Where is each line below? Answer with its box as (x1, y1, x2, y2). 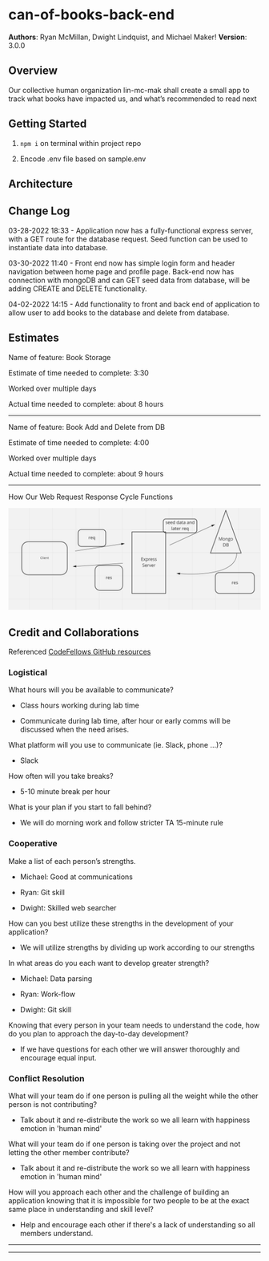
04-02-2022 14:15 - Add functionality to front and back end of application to (8, 299, 260, 309)
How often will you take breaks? (8, 772, 114, 781)
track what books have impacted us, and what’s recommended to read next (8, 94, 258, 103)
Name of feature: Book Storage (8, 352, 111, 362)
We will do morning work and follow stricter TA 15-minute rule (19, 818, 224, 828)
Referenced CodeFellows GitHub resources (8, 647, 151, 657)
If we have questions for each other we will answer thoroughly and (19, 1044, 240, 1054)
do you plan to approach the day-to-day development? (8, 1028, 189, 1038)
